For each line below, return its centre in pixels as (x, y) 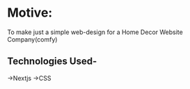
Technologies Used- (52, 62)
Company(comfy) (32, 39)
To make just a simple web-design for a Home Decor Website (95, 32)
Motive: (30, 13)
